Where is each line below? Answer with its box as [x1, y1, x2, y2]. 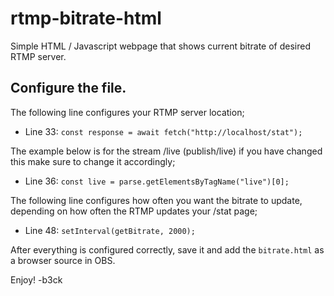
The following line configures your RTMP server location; [10, 106, 245, 118]
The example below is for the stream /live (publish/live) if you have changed [10, 145, 323, 157]
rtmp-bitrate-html [10, 7, 162, 30]
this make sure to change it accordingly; [10, 155, 176, 167]
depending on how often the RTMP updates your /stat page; [10, 205, 258, 217]
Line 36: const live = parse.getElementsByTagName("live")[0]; [24, 175, 290, 187]
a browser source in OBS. [10, 254, 116, 266]
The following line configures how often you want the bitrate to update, [10, 194, 303, 206]
